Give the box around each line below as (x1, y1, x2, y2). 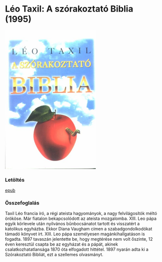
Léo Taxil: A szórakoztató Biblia (5, 3, 133, 15)
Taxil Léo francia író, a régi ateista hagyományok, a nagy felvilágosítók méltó (5, 211, 157, 216)
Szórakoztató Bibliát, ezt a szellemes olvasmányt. (5, 252, 103, 258)
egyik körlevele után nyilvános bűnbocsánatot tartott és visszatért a (5, 221, 140, 227)
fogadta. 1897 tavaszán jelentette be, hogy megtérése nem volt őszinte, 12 (5, 236, 153, 242)
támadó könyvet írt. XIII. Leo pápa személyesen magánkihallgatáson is (5, 231, 145, 237)
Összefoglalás (5, 200, 40, 206)
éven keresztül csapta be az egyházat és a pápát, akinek (5, 241, 118, 247)
